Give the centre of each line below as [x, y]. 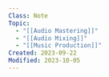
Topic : [19, 23]
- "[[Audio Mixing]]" [52, 38]
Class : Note [28, 16]
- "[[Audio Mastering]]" [57, 30]
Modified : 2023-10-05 [44, 61]
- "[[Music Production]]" [59, 46]
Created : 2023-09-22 [43, 53]
